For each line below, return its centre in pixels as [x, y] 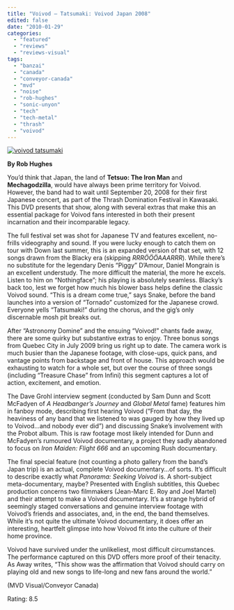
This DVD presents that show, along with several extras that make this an [112, 208]
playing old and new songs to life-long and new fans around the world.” [110, 572]
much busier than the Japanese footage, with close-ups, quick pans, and [112, 353]
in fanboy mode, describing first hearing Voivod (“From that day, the [105, 411]
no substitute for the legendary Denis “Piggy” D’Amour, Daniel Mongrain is [114, 266]
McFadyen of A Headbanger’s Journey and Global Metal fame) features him [116, 404]
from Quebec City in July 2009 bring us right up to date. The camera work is [117, 346]
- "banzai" [29, 66]
